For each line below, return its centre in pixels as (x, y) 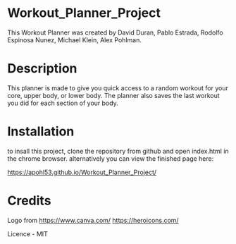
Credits (29, 201)
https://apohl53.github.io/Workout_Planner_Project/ (82, 172)
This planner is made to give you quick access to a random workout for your (118, 88)
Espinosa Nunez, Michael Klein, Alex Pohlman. (75, 39)
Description (42, 69)
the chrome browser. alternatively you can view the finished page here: (111, 158)
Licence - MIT (27, 233)
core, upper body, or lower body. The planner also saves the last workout (113, 95)
